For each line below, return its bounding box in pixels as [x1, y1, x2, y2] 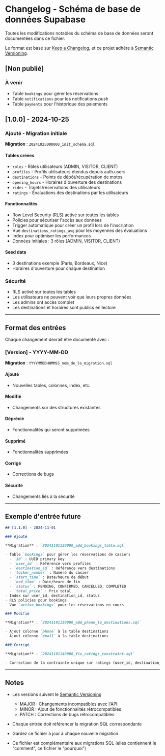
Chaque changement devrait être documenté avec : [5, 336, 110, 343]
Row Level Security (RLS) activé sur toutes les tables [12, 212, 119, 218]
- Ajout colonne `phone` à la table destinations [5, 629, 109, 634]
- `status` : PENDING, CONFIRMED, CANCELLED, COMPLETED [9, 584, 126, 589]
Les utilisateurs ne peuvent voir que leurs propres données [12, 294, 132, 300]
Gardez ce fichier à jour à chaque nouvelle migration [12, 730, 119, 737]
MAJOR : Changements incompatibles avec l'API [19, 701, 118, 707]
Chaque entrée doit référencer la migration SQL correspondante [12, 721, 142, 727]
